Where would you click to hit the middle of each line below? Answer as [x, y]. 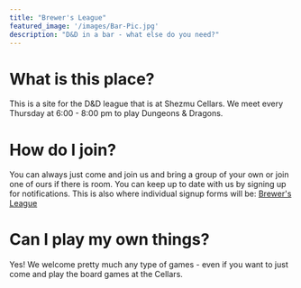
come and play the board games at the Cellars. [96, 274]
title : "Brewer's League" [58, 18]
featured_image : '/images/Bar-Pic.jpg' [84, 26]
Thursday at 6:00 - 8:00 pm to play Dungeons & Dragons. [116, 113]
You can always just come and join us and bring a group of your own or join [150, 175]
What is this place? [82, 79]
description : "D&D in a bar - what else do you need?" [114, 34]
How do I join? [63, 150]
